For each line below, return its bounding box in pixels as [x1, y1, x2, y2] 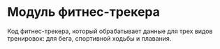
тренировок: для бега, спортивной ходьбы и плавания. [7, 34, 172, 42]
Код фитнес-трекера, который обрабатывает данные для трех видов [7, 27, 213, 35]
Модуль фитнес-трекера [7, 4, 161, 20]
